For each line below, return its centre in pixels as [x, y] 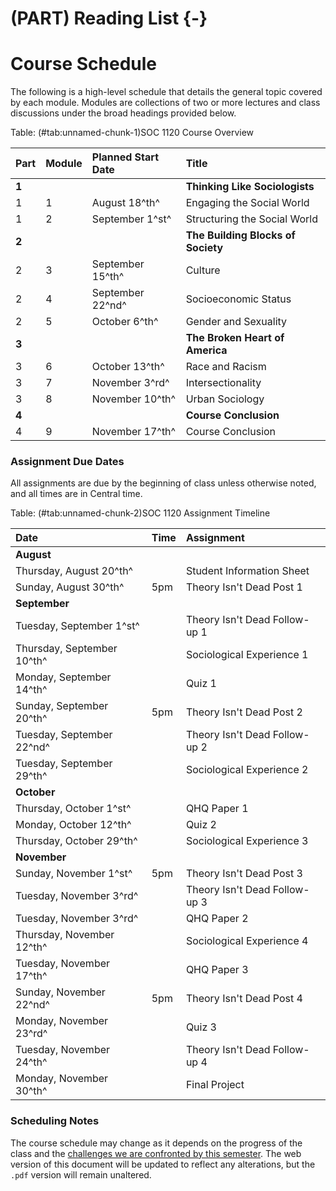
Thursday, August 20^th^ [74, 571]
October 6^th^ [125, 322]
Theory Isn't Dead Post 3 [244, 874]
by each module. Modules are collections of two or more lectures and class [165, 103]
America [206, 350]
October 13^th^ [128, 367]
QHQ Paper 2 [217, 919]
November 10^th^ [134, 399]
